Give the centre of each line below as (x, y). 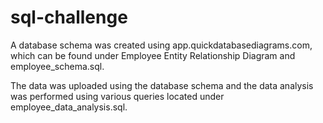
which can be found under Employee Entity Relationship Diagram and (153, 55)
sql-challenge (69, 17)
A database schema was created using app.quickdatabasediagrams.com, (161, 45)
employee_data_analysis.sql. (69, 107)
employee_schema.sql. (57, 66)
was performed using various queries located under (117, 96)
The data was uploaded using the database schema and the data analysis (162, 85)
